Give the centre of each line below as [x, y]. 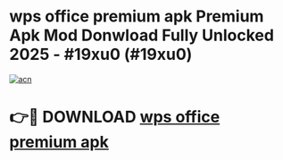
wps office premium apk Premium [137, 17]
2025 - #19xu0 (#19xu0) [101, 55]
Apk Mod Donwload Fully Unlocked [142, 35]
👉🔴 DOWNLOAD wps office [115, 117]
